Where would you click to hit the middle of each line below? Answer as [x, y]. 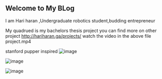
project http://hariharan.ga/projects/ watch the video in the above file [78, 36]
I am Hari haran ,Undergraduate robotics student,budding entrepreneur [80, 20]
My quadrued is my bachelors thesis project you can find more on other [81, 31]
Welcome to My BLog [40, 8]
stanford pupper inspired [32, 51]
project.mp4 [18, 41]
